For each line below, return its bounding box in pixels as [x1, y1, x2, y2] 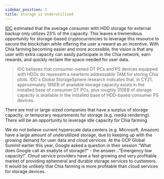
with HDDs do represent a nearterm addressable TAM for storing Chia [17, 71, 159, 77]
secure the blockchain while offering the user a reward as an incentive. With [5, 41, 159, 47]
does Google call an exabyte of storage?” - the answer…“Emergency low [5, 148, 152, 153]
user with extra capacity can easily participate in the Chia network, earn [5, 51, 151, 57]
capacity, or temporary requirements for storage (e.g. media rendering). [5, 112, 151, 118]
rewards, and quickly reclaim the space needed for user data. [5, 56, 130, 62]
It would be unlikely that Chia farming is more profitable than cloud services [5, 163, 158, 169]
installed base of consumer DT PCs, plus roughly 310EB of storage [17, 87, 152, 93]
